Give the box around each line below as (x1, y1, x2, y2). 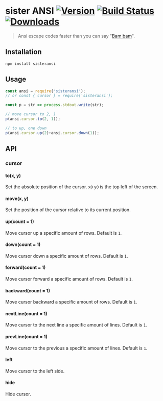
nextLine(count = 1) (5, 310, 48, 316)
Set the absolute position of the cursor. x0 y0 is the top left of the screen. (5, 184, 158, 190)
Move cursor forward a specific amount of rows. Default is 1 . (5, 276, 133, 282)
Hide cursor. (5, 391, 32, 397)
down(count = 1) (5, 241, 41, 247)
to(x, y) (5, 172, 21, 179)
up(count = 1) (5, 218, 34, 224)
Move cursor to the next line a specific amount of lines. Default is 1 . (5, 322, 147, 328)
